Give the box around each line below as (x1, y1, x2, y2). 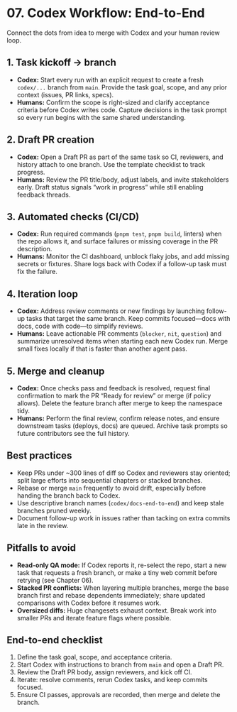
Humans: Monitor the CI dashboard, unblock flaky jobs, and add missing (16, 252, 230, 261)
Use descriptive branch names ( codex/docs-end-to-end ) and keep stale (16, 498, 224, 507)
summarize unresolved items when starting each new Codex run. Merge (16, 337, 228, 346)
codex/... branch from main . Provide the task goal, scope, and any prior (16, 83, 228, 92)
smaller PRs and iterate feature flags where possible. (16, 613, 172, 622)
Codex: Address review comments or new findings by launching (16, 307, 205, 315)
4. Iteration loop (6, 287, 79, 300)
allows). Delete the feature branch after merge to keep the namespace (16, 399, 223, 407)
